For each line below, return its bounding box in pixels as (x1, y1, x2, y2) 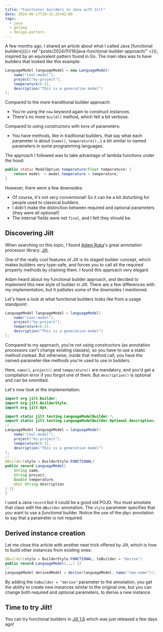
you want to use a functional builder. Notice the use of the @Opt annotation (5, 510, 154, 516)
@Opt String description (14, 482, 64, 487)
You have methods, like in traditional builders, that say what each (12, 133, 143, 139)
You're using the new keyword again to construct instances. (12, 109, 130, 115)
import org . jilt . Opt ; (5, 405, 49, 410)
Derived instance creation (5, 529, 86, 537)
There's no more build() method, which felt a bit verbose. (12, 114, 129, 120)
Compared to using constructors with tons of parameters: (5, 123, 121, 129)
